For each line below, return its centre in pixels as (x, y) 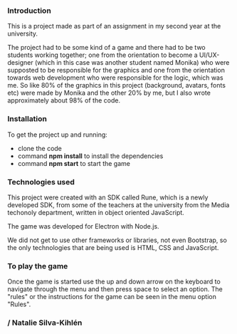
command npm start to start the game (74, 163)
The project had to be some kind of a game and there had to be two (106, 48)
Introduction (29, 11)
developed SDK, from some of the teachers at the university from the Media (118, 204)
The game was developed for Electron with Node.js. (83, 226)
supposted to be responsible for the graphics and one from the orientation (116, 71)
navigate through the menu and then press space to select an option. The (115, 289)
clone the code (40, 148)
